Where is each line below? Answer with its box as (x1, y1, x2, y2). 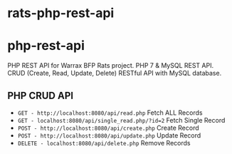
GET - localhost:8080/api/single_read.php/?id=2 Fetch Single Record (17, 115, 226, 124)
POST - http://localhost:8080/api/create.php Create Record (17, 123, 199, 132)
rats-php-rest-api (7, 5, 115, 21)
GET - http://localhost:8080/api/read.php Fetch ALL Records (17, 108, 203, 117)
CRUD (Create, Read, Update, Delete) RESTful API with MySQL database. (7, 69, 222, 78)
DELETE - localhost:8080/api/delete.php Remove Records (17, 138, 191, 147)
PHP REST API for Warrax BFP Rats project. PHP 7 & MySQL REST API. (7, 61, 214, 70)
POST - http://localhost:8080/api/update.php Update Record (17, 130, 201, 140)
